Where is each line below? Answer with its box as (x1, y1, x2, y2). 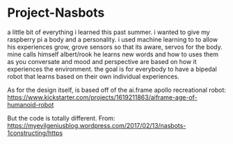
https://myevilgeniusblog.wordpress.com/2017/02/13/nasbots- (7, 121, 186, 129)
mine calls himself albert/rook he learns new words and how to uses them (7, 50, 219, 58)
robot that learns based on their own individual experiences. (7, 72, 179, 81)
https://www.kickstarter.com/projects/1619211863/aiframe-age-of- (7, 93, 198, 102)
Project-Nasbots (7, 5, 105, 21)
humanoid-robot (7, 100, 54, 109)
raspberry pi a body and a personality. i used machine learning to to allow (7, 35, 218, 43)
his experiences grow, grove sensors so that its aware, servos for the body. (7, 42, 223, 51)
